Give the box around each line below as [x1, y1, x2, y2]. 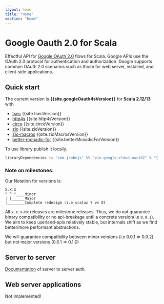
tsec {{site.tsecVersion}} [12, 111, 62, 117]
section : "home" [5, 16, 38, 21]
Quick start [5, 83, 40, 91]
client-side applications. [5, 69, 54, 75]
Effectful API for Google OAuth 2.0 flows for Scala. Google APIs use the [5, 53, 148, 59]
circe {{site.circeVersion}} [12, 121, 64, 127]
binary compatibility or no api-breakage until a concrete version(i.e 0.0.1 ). [5, 214, 155, 220]
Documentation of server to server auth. [5, 266, 86, 272]
